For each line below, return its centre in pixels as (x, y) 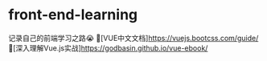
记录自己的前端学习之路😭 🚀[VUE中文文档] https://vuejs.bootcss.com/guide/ (133, 38)
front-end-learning (73, 15)
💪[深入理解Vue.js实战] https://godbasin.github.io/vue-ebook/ (108, 48)
